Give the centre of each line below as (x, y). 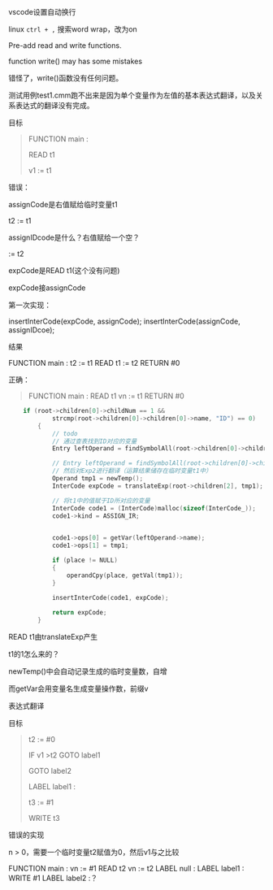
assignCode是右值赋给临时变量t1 (63, 204)
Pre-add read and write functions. (65, 46)
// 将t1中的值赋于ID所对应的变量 (101, 501)
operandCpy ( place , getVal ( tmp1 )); (125, 575)
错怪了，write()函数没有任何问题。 (66, 78)
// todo (65, 433)
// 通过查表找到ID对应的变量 (94, 441)
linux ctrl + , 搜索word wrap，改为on (73, 29)
